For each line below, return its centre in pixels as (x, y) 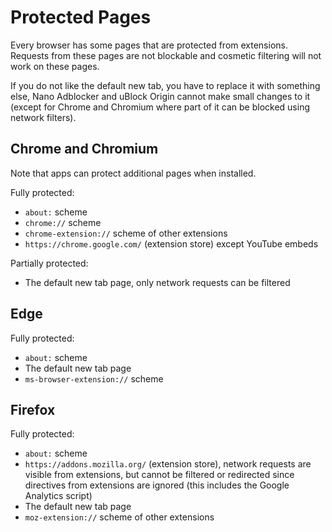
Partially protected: (49, 263)
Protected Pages (81, 17)
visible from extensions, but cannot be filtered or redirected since (159, 475)
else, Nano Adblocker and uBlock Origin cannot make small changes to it (160, 96)
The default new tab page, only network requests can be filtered (157, 282)
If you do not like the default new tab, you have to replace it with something (165, 85)
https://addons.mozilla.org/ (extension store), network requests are (168, 464)
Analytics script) (58, 496)
